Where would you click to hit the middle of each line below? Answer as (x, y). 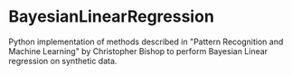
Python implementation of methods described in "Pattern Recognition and (146, 42)
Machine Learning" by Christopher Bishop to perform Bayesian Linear (138, 51)
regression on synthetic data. (63, 61)
